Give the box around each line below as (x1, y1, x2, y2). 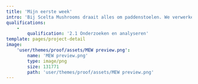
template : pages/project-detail (6, 36, 85, 42)
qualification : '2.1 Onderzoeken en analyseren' (27, 31, 149, 37)
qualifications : (6, 20, 46, 25)
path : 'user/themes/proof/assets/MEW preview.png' (27, 69, 154, 75)
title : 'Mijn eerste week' (6, 8, 72, 15)
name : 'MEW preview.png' (27, 53, 88, 59)
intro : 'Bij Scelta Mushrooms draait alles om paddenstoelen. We (6, 14, 170, 20)
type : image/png (27, 58, 67, 64)
